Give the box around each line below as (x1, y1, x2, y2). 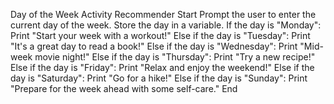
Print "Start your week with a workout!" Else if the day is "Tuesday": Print (10, 30, 311, 41)
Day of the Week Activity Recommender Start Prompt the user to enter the (10, 9, 317, 20)
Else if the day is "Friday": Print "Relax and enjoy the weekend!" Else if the (10, 62, 315, 73)
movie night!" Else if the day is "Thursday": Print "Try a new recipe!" (34, 51, 316, 63)
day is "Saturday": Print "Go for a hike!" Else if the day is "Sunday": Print (10, 72, 308, 84)
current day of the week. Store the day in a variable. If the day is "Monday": (10, 19, 322, 31)
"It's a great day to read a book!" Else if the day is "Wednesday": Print (10, 40, 298, 52)
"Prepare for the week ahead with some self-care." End (10, 83, 238, 94)
